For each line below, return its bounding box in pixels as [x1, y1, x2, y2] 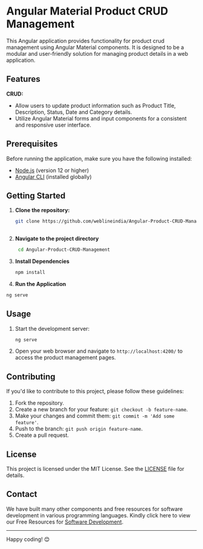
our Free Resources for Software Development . [6, 518, 124, 525]
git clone [14, 218, 40, 225]
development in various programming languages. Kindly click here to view [6, 511, 191, 519]
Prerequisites [6, 139, 58, 149]
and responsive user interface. [14, 121, 92, 128]
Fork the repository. [14, 399, 65, 407]
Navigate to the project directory [14, 235, 99, 242]
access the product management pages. [14, 354, 116, 361]
